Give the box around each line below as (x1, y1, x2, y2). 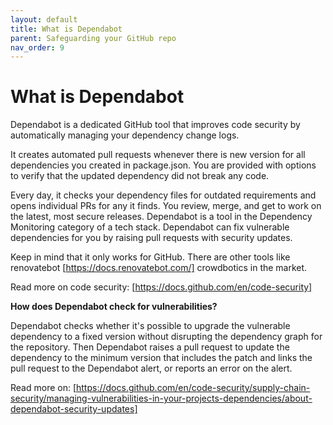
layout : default (10, 14, 78, 25)
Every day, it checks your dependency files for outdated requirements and (10, 189, 317, 201)
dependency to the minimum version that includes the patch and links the (10, 352, 313, 364)
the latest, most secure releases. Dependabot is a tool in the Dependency (10, 211, 313, 223)
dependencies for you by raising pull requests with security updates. (10, 232, 293, 244)
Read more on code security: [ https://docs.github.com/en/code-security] (10, 281, 313, 293)
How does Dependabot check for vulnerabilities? (10, 301, 218, 313)
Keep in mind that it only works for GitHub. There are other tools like (10, 251, 291, 263)
